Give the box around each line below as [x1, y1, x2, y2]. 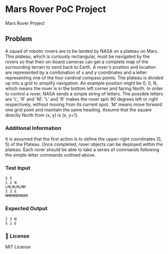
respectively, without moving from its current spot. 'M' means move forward [5, 101, 162, 107]
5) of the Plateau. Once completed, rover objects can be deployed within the [5, 142, 163, 148]
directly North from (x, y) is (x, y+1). [5, 112, 79, 118]
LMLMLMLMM [5, 185, 26, 190]
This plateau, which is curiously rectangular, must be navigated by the [5, 53, 150, 59]
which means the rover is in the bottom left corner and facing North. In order [5, 85, 163, 91]
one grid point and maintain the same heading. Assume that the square [5, 106, 152, 112]
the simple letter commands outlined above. [5, 152, 96, 158]
